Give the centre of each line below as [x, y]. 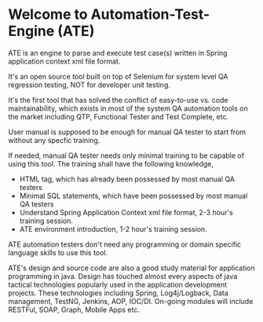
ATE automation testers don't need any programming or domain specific [125, 244]
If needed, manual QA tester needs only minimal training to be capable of [126, 156]
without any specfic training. [54, 140]
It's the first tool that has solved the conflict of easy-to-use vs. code [118, 100]
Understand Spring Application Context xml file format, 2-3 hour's [126, 212]
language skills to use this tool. [58, 252]
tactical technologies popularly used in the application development [118, 284]
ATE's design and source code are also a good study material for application [131, 268]
